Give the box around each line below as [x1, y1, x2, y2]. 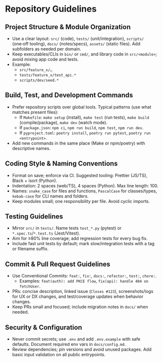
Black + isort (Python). [12, 178, 57, 183]
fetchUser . [19, 283, 41, 289]
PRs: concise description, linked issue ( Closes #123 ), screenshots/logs [12, 289, 154, 294]
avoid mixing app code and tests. [12, 56, 79, 62]
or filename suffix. [12, 246, 49, 252]
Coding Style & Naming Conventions [5, 160, 118, 168]
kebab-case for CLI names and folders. [12, 193, 89, 199]
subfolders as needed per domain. [12, 46, 81, 52]
